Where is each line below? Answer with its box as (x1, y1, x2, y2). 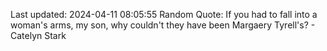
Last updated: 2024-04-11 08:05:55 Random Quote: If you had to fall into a (10, 9, 318, 20)
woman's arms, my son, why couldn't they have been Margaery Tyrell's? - (10, 19, 316, 31)
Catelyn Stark (10, 30, 67, 41)
